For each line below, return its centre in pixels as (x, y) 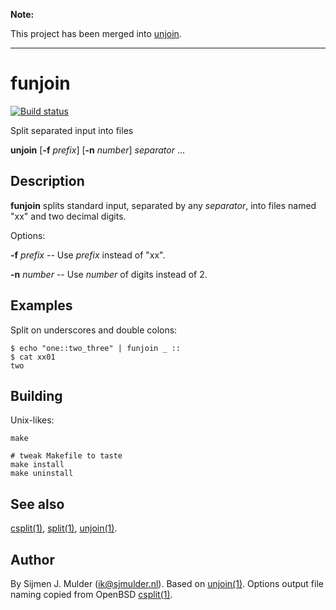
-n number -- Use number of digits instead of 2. (109, 274)
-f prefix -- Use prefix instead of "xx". (88, 255)
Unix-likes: (32, 420)
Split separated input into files (72, 130)
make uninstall (42, 474)
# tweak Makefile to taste (66, 456)
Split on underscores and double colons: (94, 330)
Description (47, 181)
